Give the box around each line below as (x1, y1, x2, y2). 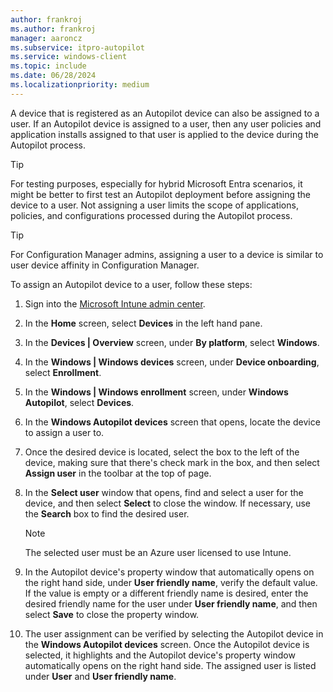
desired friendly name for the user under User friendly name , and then (24, 597, 318, 610)
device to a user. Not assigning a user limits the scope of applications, (10, 199, 299, 211)
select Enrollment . (24, 366, 102, 378)
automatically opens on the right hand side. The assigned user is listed (24, 659, 317, 671)
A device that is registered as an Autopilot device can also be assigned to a (10, 107, 320, 119)
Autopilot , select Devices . (24, 396, 135, 408)
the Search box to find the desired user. (24, 507, 190, 520)
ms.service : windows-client (10, 52, 128, 62)
